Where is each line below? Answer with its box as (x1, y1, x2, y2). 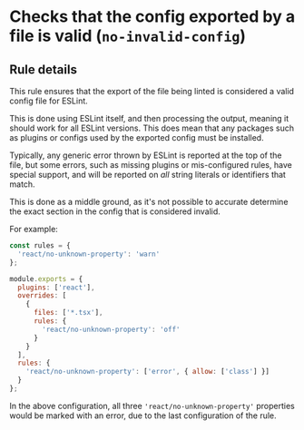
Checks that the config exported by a (9, 6, 296, 27)
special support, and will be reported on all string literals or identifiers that (9, 170, 286, 180)
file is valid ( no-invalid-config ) (9, 25, 247, 46)
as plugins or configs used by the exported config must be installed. (9, 132, 265, 142)
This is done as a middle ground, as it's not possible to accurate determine (9, 197, 289, 207)
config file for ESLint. (9, 95, 88, 106)
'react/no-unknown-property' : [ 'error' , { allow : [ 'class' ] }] (25, 367, 270, 376)
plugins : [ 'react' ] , (17, 283, 95, 292)
